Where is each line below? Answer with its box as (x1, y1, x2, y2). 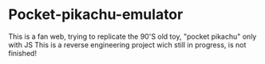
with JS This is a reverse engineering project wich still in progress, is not (8, 40, 247, 49)
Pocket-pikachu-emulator (8, 6, 184, 24)
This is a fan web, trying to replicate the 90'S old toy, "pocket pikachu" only (8, 32, 257, 41)
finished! (8, 48, 38, 58)
